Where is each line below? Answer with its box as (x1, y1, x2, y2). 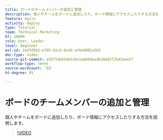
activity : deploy (5, 20, 40, 26)
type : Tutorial (5, 25, 36, 30)
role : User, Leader (5, 39, 45, 44)
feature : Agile (5, 16, 36, 21)
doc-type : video (5, 52, 38, 57)
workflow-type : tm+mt (5, 61, 49, 66)
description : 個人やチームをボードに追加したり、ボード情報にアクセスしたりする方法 (5, 12, 156, 17)
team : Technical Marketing (5, 30, 60, 35)
